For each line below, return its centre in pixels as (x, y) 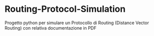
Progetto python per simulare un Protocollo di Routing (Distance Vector (77, 23)
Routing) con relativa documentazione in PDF (51, 28)
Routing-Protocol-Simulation (65, 9)
